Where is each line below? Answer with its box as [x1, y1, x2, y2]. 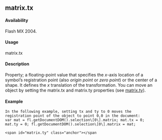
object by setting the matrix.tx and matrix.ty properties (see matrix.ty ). [5, 87, 146, 93]
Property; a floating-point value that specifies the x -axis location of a [5, 72, 144, 78]
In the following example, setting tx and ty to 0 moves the [5, 109, 132, 114]
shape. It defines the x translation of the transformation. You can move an [5, 82, 153, 88]
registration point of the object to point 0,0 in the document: [5, 113, 140, 118]
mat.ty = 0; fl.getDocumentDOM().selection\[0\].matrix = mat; [5, 122, 136, 127]
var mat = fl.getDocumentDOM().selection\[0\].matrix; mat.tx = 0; [5, 118, 145, 123]
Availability [5, 17, 28, 23]
